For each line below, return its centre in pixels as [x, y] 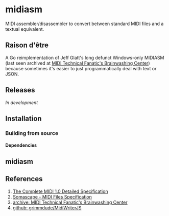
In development [22, 102]
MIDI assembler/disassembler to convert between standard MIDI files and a [84, 24]
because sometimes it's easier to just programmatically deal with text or [81, 68]
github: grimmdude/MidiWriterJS [47, 208]
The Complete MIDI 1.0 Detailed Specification [60, 191]
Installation [23, 118]
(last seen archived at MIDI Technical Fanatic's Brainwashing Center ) [78, 63]
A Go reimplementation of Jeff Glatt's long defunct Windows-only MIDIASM [85, 57]
